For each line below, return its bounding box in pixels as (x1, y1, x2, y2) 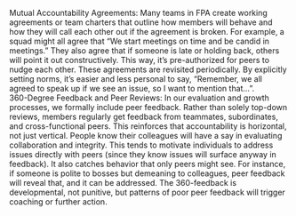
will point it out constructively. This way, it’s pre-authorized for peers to (9, 55, 269, 65)
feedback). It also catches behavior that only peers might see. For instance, (9, 159, 286, 169)
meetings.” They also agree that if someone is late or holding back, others (9, 45, 280, 56)
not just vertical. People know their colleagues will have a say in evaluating (9, 131, 283, 140)
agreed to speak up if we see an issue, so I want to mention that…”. (9, 84, 255, 93)
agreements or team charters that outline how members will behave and (9, 17, 273, 28)
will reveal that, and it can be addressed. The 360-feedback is (9, 178, 237, 188)
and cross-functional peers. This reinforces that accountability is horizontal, (9, 121, 287, 132)
